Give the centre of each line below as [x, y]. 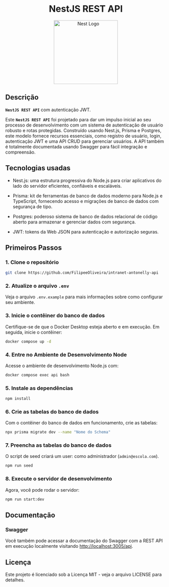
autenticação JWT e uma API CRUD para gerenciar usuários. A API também [85, 141]
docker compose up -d [28, 341]
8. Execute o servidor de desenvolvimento [59, 479]
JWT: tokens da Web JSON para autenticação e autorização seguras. [86, 232]
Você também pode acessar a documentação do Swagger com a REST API [84, 541]
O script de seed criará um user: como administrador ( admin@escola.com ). [82, 456]
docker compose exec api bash [38, 375]
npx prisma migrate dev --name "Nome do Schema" [58, 432]
